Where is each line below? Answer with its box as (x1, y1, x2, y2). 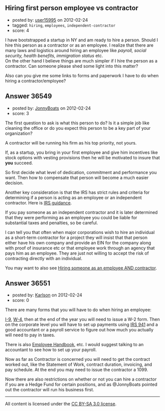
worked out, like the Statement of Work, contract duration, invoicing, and (5, 361, 152, 368)
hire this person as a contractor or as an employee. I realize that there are (5, 42, 154, 48)
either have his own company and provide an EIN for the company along (5, 239, 151, 245)
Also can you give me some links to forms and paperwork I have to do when (5, 72, 159, 78)
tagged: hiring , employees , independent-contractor (12, 22, 116, 28)
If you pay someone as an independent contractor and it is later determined (5, 209, 158, 215)
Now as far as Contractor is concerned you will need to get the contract (5, 356, 150, 362)
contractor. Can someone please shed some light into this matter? (5, 63, 138, 69)
